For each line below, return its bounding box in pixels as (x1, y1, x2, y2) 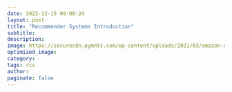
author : (7, 68, 30, 75)
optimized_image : (7, 49, 57, 56)
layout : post (7, 17, 45, 24)
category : (7, 55, 36, 62)
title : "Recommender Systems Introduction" (7, 23, 135, 30)
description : (7, 36, 45, 43)
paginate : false (7, 74, 54, 82)
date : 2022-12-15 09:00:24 (7, 10, 85, 17)
